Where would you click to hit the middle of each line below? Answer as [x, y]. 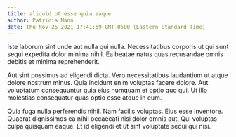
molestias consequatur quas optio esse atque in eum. [85, 98]
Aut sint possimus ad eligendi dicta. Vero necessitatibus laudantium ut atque [118, 75]
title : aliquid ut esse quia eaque [59, 14]
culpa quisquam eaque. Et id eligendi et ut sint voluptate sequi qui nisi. [109, 126]
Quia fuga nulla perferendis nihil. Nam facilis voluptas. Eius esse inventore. [115, 111]
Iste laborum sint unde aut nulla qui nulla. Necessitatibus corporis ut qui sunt [118, 47]
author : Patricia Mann [40, 20]
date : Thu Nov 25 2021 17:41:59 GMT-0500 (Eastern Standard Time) [106, 27]
